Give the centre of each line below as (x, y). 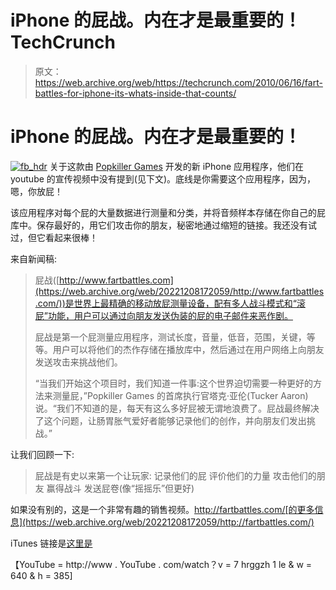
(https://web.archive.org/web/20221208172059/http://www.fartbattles (179, 291)
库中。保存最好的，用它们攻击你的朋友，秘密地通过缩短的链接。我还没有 (159, 225)
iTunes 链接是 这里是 (51, 543)
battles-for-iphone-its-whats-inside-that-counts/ (135, 93)
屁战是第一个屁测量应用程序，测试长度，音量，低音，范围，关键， (170, 337)
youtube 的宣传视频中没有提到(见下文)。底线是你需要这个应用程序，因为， (163, 178)
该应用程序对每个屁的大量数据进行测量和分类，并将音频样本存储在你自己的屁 (168, 212)
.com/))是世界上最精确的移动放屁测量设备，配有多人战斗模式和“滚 (170, 303)
